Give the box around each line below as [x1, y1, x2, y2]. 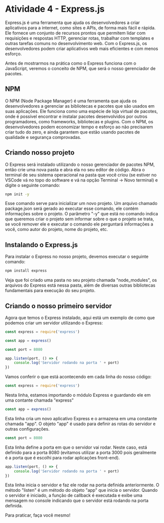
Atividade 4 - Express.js [5, 3, 105, 15]
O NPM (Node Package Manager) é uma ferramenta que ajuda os [5, 98, 137, 104]
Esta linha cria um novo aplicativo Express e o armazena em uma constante [5, 415, 158, 421]
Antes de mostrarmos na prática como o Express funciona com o [5, 60, 136, 66]
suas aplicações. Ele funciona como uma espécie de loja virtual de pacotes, [5, 108, 158, 114]
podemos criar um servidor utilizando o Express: [5, 319, 103, 326]
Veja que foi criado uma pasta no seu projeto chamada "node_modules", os [5, 277, 157, 283]
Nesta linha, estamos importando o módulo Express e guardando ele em [5, 392, 151, 398]
